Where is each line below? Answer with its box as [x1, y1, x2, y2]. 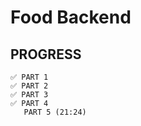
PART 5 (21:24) [23, 107, 87, 117]
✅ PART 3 [10, 90, 49, 100]
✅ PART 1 [10, 72, 49, 82]
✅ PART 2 [10, 81, 49, 91]
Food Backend [10, 6, 132, 29]
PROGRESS [10, 46, 82, 63]
